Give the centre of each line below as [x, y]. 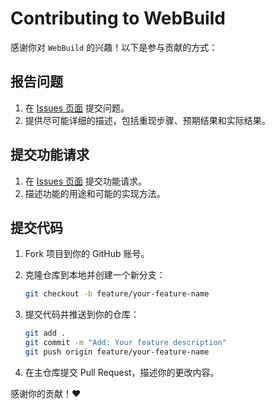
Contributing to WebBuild [118, 18]
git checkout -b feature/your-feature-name [117, 294]
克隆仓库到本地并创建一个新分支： [95, 275]
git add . [45, 333]
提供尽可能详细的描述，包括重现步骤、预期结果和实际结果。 [147, 120]
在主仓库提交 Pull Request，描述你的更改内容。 [122, 372]
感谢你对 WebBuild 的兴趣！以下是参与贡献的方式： [114, 47]
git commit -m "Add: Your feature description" [125, 343]
